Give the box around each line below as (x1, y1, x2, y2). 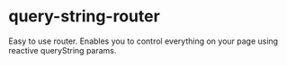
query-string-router (8, 6, 161, 27)
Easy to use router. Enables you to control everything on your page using (8, 36, 279, 46)
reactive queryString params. (8, 45, 117, 55)
